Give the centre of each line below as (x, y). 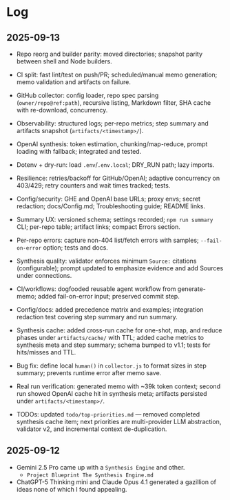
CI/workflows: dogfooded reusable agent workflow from (96, 289)
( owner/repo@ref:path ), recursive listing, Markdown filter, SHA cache (114, 103)
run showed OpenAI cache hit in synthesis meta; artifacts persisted (112, 393)
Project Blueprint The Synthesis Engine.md (90, 475)
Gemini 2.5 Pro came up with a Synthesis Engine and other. (101, 467)
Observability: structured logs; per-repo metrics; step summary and (113, 123)
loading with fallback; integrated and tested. (79, 151)
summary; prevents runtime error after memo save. (89, 373)
